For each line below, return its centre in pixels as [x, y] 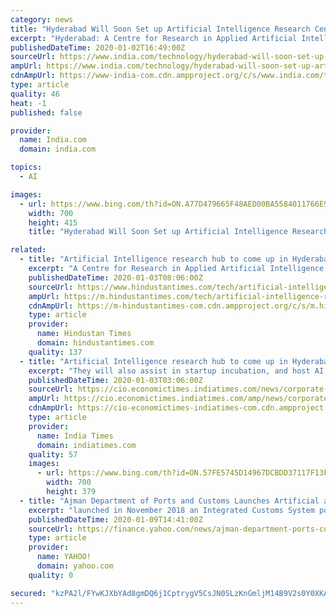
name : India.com [53, 140]
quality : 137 [55, 352]
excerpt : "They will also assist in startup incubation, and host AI [176, 371]
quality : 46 [35, 94]
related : [28, 250]
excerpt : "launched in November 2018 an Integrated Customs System [171, 510]
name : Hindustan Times [84, 334]
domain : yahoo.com [75, 566]
